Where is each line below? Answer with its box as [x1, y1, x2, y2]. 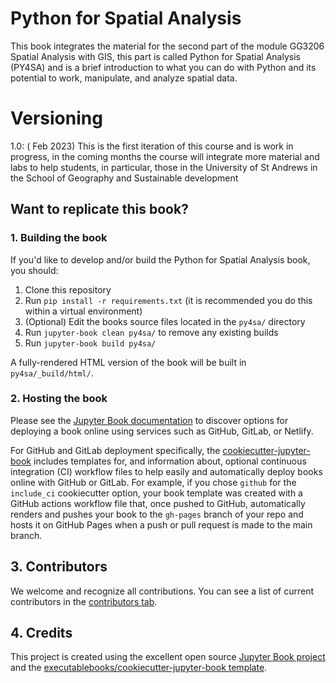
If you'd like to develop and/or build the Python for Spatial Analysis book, [10, 253, 311, 266]
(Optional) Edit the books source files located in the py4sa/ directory [24, 315, 306, 327]
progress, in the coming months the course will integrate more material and [10, 150, 320, 162]
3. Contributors [10, 558, 108, 576]
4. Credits [10, 625, 73, 642]
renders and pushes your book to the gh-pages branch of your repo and [10, 508, 304, 520]
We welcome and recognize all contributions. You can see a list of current [10, 585, 314, 597]
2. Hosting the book [10, 392, 108, 406]
